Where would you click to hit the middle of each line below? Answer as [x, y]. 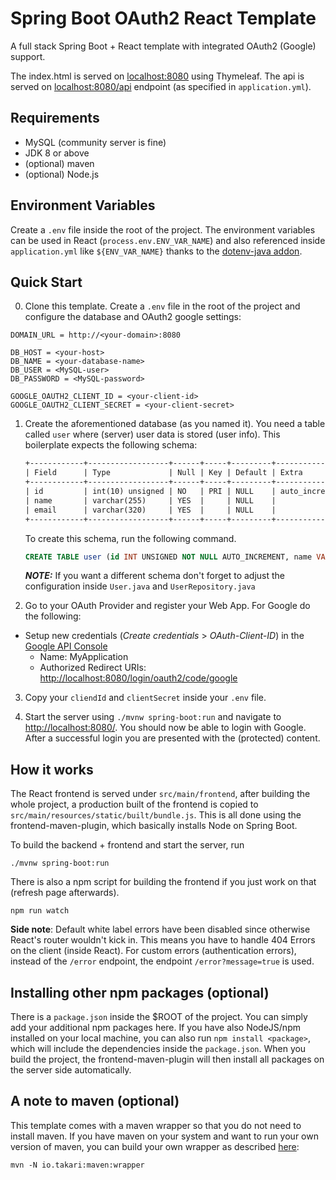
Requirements [55, 118]
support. [28, 56]
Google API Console [66, 646]
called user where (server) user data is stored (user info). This [152, 434]
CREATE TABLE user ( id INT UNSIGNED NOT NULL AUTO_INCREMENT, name [168, 557]
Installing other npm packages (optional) [140, 992]
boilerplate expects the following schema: [111, 445]
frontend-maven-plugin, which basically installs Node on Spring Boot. [154, 826]
